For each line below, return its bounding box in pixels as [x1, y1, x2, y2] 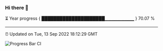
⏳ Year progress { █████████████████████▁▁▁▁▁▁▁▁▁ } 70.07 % [5, 15, 155, 21]
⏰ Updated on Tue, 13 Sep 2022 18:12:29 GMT [5, 31, 98, 37]
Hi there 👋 [5, 4, 29, 11]
